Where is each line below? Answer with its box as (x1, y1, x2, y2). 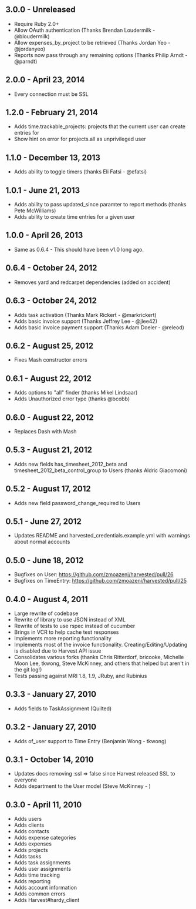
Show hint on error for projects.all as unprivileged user (13, 135, 146, 143)
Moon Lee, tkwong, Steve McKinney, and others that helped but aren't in (13, 660, 190, 667)
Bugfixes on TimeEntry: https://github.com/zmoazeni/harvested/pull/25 (13, 577, 187, 584)
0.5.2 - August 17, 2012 (5, 484, 92, 494)
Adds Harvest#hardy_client (13, 897, 80, 904)
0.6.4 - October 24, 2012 (5, 263, 97, 273)
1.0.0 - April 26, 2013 (5, 230, 83, 240)
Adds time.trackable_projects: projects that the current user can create (13, 123, 186, 130)
